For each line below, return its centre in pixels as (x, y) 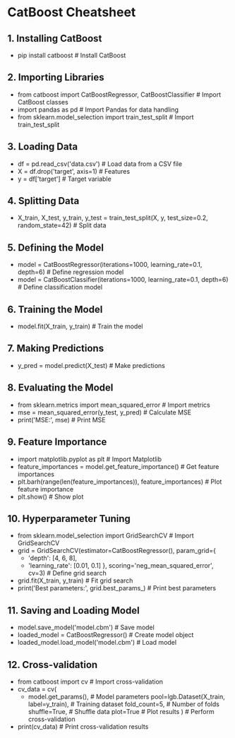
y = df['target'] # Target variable (64, 179)
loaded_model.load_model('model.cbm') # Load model (97, 643)
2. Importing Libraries (56, 77)
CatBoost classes (43, 102)
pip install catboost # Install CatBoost (72, 55)
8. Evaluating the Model (60, 388)
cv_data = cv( (37, 689)
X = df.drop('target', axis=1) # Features (74, 171)
